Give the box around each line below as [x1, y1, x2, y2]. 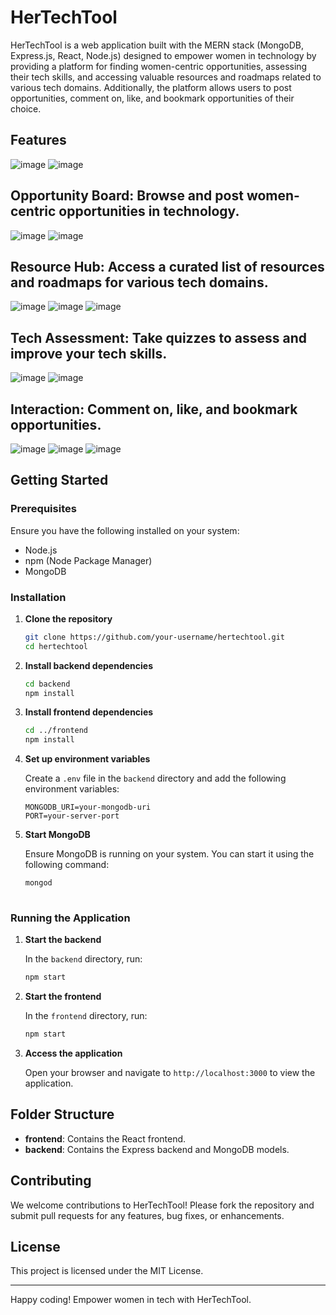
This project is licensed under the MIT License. [10, 1265, 204, 1277]
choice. [10, 102, 42, 115]
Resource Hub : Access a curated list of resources [10, 258, 325, 275]
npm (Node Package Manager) [24, 554, 153, 566]
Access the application [24, 1047, 123, 1060]
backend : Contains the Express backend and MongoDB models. [24, 1143, 290, 1155]
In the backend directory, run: [24, 953, 143, 965]
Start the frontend [24, 991, 102, 1003]
